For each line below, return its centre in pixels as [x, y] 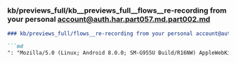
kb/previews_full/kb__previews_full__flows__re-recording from [117, 10]
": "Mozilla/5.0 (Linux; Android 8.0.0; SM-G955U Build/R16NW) [102, 53]
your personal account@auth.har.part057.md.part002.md [109, 19]
